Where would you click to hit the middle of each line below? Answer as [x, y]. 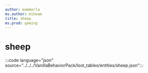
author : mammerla [22, 9]
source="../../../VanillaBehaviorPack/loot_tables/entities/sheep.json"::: [74, 65]
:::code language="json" [29, 60]
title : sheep [18, 18]
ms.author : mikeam [23, 14]
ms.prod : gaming [21, 23]
